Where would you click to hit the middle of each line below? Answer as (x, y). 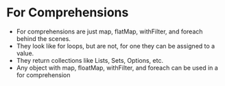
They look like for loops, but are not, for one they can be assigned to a (116, 46)
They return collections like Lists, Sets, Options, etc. (90, 60)
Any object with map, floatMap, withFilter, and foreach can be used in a (117, 68)
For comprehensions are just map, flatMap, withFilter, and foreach (109, 31)
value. (25, 53)
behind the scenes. (44, 38)
